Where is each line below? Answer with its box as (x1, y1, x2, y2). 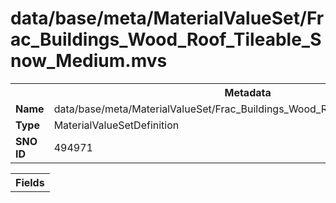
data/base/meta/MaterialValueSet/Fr (10, 7, 325, 30)
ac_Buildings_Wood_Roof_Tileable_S (10, 28, 322, 51)
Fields (15, 175, 45, 189)
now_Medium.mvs (10, 50, 168, 72)
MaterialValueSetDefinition (53, 118, 180, 132)
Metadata (224, 85, 272, 99)
